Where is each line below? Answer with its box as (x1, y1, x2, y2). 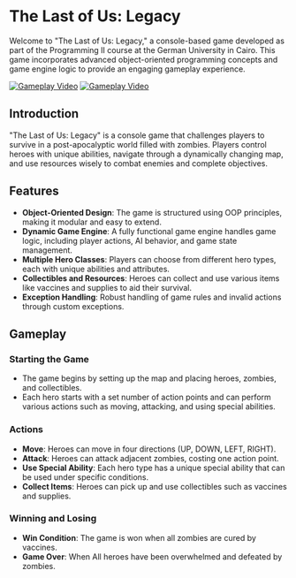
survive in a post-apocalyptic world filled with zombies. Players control (9, 139, 267, 149)
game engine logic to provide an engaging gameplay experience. (9, 64, 246, 74)
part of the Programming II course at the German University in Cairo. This (9, 44, 276, 55)
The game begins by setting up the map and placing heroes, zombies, (21, 373, 277, 384)
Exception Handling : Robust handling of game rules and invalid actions (21, 292, 282, 302)
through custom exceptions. (21, 300, 125, 311)
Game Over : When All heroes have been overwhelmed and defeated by (21, 551, 283, 562)
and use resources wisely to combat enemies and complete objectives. (9, 157, 268, 169)
